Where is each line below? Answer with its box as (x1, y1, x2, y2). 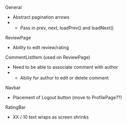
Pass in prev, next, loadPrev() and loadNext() (20, 25, 114, 31)
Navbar (5, 85, 21, 91)
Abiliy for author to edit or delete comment (20, 75, 109, 80)
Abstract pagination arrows (12, 14, 70, 20)
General (5, 5, 22, 10)
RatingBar (5, 104, 26, 110)
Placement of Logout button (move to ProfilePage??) (12, 95, 122, 100)
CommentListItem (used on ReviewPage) (5, 54, 91, 60)
